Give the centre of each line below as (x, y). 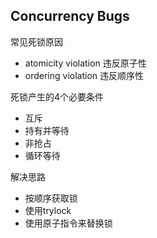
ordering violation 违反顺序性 (84, 75)
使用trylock (48, 210)
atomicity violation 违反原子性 (85, 63)
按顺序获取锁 (51, 198)
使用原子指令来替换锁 (68, 223)
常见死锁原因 (36, 41)
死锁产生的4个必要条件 (57, 96)
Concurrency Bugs (70, 16)
